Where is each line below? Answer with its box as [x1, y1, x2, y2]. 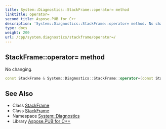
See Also [5, 89, 33, 98]
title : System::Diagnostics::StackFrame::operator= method [5, 7, 129, 12]
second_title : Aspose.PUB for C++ [5, 16, 77, 21]
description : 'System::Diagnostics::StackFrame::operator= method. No [5, 21, 154, 26]
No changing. [5, 66, 33, 72]
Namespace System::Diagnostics [12, 113, 80, 119]
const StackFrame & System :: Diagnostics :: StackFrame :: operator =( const [5, 76, 154, 81]
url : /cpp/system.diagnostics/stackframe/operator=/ [5, 35, 116, 40]
